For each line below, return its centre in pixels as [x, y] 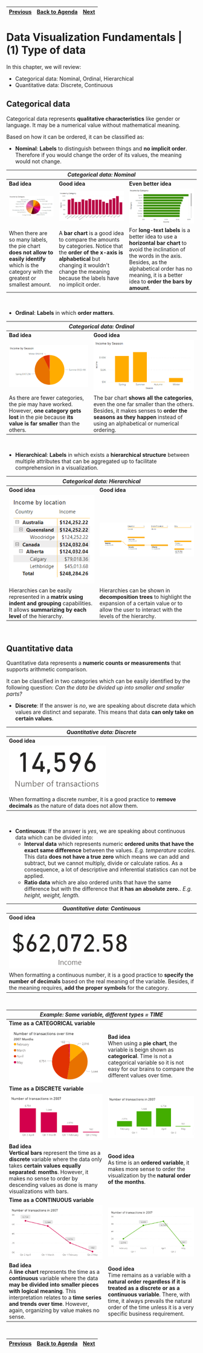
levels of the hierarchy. [128, 616]
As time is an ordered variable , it [149, 1162]
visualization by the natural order [149, 1175]
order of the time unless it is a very [151, 1307]
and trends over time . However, [49, 1304]
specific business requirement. [146, 1313]
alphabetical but [80, 259]
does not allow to [31, 253]
